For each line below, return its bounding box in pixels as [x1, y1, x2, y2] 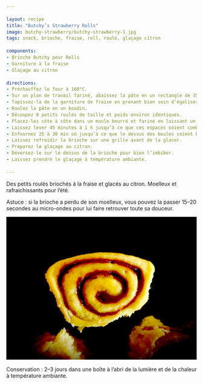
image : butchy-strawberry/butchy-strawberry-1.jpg [6, 29, 137, 35]
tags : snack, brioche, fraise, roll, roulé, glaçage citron [6, 35, 161, 42]
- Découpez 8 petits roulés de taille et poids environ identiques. [6, 112, 182, 118]
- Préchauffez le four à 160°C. [6, 86, 88, 92]
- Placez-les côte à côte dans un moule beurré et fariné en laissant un [6, 118, 196, 124]
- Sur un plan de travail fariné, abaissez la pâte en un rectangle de [6, 92, 190, 99]
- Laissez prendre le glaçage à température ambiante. [6, 157, 147, 163]
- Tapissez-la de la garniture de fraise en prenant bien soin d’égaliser [6, 99, 199, 105]
